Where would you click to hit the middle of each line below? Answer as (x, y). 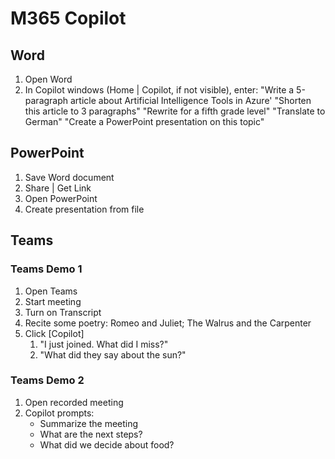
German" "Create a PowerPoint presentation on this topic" (144, 121)
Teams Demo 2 (47, 380)
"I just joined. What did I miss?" (104, 344)
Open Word (48, 79)
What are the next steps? (91, 434)
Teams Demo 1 (46, 269)
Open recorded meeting (74, 402)
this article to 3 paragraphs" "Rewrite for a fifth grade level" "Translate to (175, 111)
